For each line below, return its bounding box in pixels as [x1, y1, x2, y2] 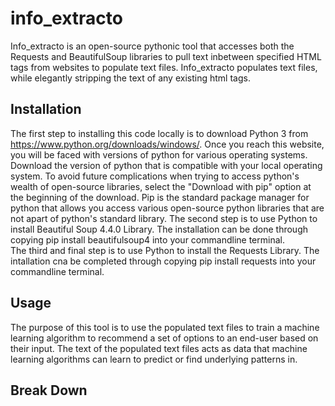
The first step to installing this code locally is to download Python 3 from [10, 127, 309, 139]
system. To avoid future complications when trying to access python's [10, 170, 300, 182]
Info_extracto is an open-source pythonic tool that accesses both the [10, 40, 295, 52]
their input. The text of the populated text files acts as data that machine [10, 342, 308, 354]
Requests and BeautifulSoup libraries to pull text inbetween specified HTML [10, 50, 322, 62]
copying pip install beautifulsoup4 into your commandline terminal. [10, 233, 285, 246]
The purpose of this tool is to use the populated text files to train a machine [10, 321, 320, 333]
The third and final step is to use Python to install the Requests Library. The [10, 244, 320, 256]
